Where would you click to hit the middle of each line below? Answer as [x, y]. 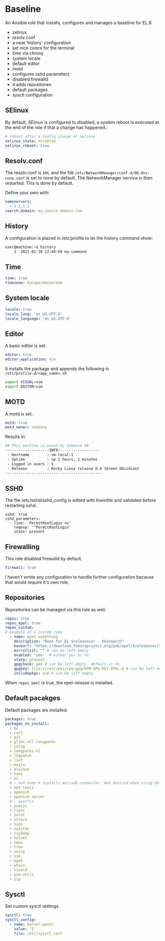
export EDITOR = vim [24, 386]
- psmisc [18, 806]
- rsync [17, 810]
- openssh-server [27, 797]
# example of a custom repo [34, 632]
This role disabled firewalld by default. [44, 559]
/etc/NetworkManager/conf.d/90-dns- [112, 173]
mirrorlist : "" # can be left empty [52, 650]
